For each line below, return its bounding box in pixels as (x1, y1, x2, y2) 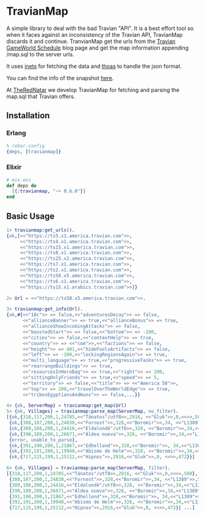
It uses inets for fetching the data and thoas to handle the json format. (6, 62, 182, 70)
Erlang (6, 129, 26, 137)
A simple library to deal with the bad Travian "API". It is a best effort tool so (6, 25, 194, 32)
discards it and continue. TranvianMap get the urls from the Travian (6, 37, 176, 45)
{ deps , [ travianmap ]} (6, 148, 62, 154)
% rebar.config (6, 143, 45, 149)
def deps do (6, 183, 37, 189)
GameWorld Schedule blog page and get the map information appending (6, 44, 189, 51)
